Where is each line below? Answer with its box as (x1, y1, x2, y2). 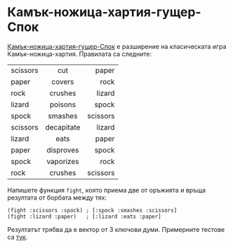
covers (51, 76, 74, 86)
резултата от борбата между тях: (7, 193, 107, 202)
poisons (49, 99, 76, 109)
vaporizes (46, 156, 79, 166)
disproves (46, 145, 79, 155)
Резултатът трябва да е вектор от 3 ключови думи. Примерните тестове (7, 225, 225, 233)
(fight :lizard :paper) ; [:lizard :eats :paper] (7, 213, 161, 220)
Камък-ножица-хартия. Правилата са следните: (7, 50, 152, 58)
